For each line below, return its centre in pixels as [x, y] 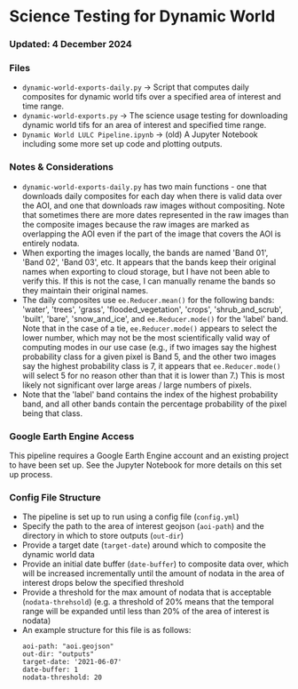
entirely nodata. [51, 243]
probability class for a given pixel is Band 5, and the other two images [149, 357]
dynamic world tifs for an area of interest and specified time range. [144, 125]
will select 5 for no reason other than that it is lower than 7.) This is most [153, 375]
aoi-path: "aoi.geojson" [68, 646]
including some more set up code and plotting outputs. [122, 144]
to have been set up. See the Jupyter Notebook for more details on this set [145, 465]
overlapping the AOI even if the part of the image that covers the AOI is [151, 234]
